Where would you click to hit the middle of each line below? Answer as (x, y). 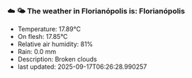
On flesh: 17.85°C (43, 37)
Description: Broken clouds (57, 60)
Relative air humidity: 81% (55, 44)
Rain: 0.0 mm (37, 52)
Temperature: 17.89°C (49, 29)
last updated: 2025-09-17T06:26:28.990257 (82, 67)
